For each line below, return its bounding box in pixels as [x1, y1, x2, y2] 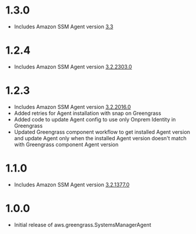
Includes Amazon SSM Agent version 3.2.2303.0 [14, 63, 132, 70]
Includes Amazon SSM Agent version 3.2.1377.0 [14, 181, 130, 188]
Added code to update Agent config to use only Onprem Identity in [14, 116, 176, 123]
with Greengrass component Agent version [14, 141, 119, 148]
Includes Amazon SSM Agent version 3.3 [14, 23, 114, 30]
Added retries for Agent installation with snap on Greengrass [14, 110, 161, 117]
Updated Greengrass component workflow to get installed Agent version [14, 128, 191, 136]
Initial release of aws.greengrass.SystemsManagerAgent [14, 221, 151, 228]
